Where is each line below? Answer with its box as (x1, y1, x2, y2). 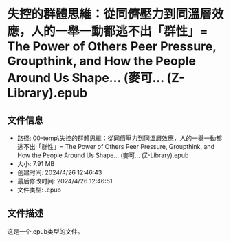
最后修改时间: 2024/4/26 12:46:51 (16, 177, 113, 185)
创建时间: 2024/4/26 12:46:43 (16, 168, 102, 177)
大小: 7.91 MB (16, 160, 55, 168)
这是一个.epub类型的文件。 (7, 227, 84, 235)
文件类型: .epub (16, 185, 62, 194)
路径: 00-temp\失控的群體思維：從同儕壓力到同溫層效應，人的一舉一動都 (16, 134, 222, 142)
